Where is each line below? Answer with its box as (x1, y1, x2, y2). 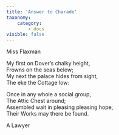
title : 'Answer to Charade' (6, 8, 78, 15)
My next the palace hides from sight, (6, 73, 98, 80)
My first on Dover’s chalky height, (6, 60, 90, 67)
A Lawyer (6, 122, 30, 129)
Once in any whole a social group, (6, 91, 92, 98)
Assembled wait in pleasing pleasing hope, (6, 104, 114, 111)
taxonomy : (6, 15, 32, 21)
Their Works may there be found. (6, 110, 89, 117)
